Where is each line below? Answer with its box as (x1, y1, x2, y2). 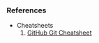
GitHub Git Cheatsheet (26, 28, 92, 37)
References (6, 6, 47, 15)
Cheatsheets (16, 21, 54, 30)
